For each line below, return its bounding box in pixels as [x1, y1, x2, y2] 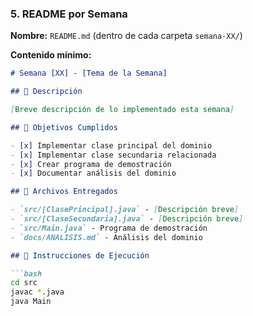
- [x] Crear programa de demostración [10, 159, 172, 169]
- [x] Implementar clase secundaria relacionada [10, 150, 217, 160]
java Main [10, 297, 52, 307]
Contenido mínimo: [10, 49, 92, 61]
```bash [10, 268, 43, 279]
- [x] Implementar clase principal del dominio [10, 140, 213, 151]
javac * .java [10, 287, 65, 297]
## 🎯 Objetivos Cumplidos [10, 122, 118, 132]
